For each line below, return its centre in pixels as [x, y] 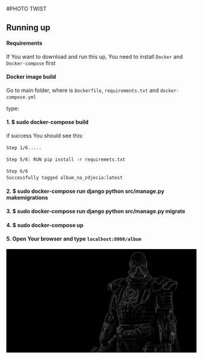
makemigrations [27, 197]
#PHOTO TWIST [27, 9]
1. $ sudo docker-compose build [47, 122]
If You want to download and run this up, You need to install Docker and [95, 56]
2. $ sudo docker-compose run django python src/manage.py [85, 191]
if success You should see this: [45, 136]
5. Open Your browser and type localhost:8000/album [74, 239]
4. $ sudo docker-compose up [45, 225]
